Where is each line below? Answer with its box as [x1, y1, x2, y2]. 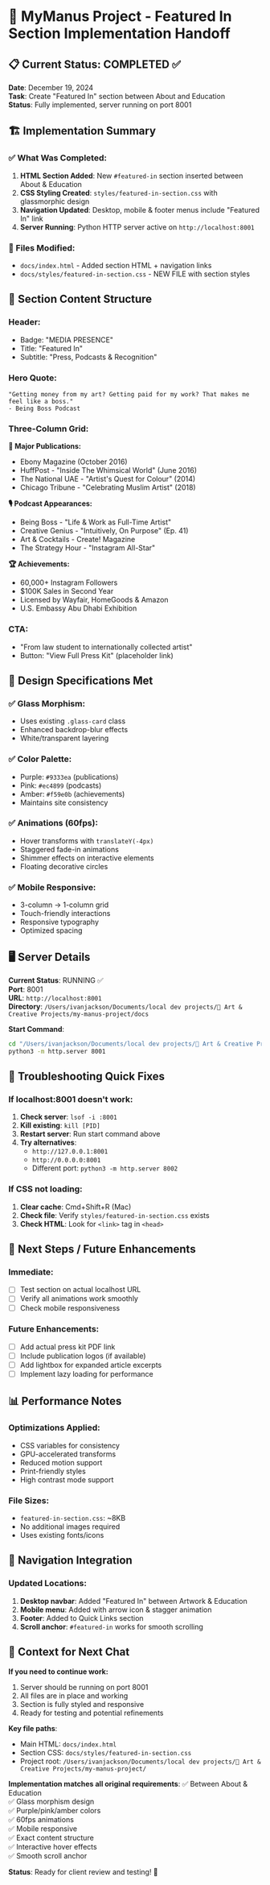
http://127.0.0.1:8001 [31, 1148, 108, 1156]
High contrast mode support [19, 1474, 114, 1485]
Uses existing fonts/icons [19, 1531, 104, 1540]
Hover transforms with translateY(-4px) [19, 835, 154, 845]
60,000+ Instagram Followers [19, 578, 118, 587]
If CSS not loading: [8, 1183, 83, 1195]
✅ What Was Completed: [8, 152, 107, 164]
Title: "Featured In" [19, 343, 83, 353]
